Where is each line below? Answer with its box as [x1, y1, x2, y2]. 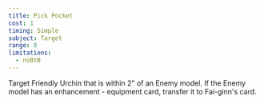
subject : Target [8, 34, 62, 42]
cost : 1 [8, 19, 34, 27]
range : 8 [8, 42, 38, 50]
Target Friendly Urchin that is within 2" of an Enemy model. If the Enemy [8, 78, 246, 88]
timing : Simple [8, 26, 59, 34]
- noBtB [15, 57, 42, 65]
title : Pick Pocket [8, 11, 74, 20]
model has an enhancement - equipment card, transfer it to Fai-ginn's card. [8, 86, 258, 96]
